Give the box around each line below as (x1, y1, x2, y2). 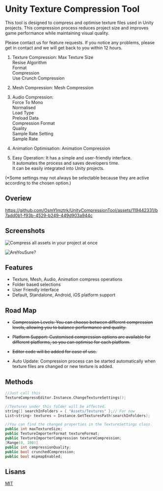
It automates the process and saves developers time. (12, 160, 119, 166)
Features (5, 263, 33, 272)
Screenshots (5, 227, 45, 235)
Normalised (12, 104, 36, 110)
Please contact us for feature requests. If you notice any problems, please (5, 39, 155, 45)
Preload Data (12, 115, 39, 121)
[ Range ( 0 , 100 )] (5, 440, 38, 445)
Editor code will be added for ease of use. (12, 349, 97, 355)
